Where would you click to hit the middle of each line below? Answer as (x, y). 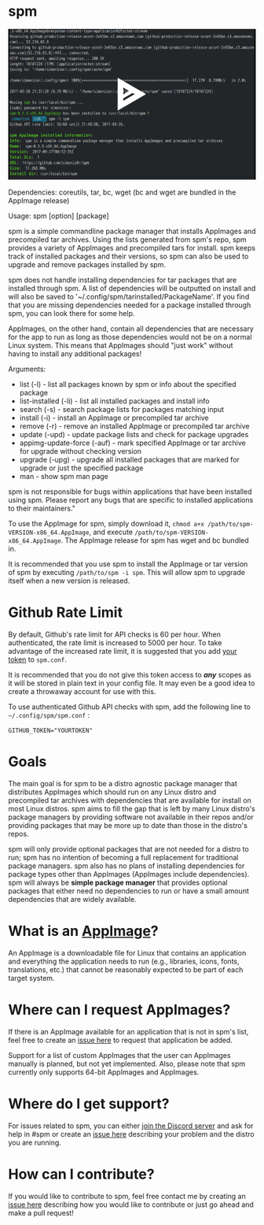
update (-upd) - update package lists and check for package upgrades (134, 434)
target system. (31, 978)
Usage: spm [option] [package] (59, 216)
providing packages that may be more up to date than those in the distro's (128, 825)
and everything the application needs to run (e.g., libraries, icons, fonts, (124, 961)
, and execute (111, 532)
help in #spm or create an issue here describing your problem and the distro (131, 1134)
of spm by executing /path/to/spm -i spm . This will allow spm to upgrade (127, 572)
